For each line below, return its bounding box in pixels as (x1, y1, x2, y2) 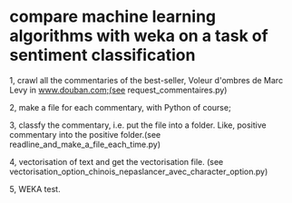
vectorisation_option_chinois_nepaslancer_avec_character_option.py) (9, 166, 268, 177)
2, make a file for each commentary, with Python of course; (9, 101, 231, 112)
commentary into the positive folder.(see (9, 129, 161, 140)
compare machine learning (9, 6, 216, 27)
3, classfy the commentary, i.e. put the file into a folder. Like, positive (9, 120, 267, 130)
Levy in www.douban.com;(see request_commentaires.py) (9, 84, 228, 95)
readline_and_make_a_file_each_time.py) (9, 139, 161, 150)
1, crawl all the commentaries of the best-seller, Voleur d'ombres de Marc (9, 74, 284, 85)
